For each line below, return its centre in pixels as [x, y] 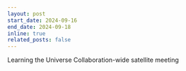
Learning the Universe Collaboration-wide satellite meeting [93, 60]
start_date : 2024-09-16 [42, 20]
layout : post [27, 14]
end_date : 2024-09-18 [39, 27]
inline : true [27, 33]
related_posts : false [39, 40]
